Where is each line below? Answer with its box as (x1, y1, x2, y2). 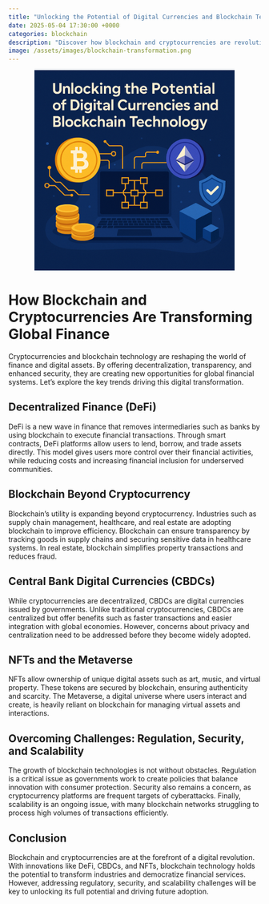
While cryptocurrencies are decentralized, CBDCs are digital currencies (8, 595, 244, 605)
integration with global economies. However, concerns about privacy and (8, 621, 250, 631)
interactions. (8, 708, 50, 718)
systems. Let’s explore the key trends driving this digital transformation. (8, 377, 244, 387)
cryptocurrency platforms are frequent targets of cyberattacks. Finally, (8, 791, 242, 801)
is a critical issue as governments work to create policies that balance (8, 774, 239, 784)
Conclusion (8, 831, 67, 845)
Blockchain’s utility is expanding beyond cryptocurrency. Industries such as (8, 509, 257, 519)
